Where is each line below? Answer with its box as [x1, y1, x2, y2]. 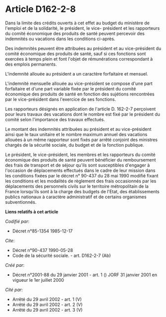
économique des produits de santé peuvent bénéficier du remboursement [5, 157, 156, 162]
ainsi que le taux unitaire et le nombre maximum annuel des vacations [5, 131, 148, 137]
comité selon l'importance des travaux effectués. [5, 116, 105, 122]
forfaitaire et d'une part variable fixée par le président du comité [5, 85, 136, 91]
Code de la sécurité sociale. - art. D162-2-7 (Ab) [12, 252, 111, 258]
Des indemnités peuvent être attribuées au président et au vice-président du [5, 45, 162, 51]
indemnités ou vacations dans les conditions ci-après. [5, 36, 115, 42]
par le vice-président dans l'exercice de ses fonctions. [5, 96, 116, 102]
